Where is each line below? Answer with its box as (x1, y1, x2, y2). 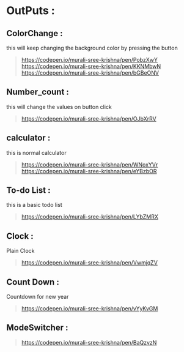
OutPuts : (6, 4, 55, 18)
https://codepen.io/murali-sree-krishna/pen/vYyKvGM (21, 305, 158, 312)
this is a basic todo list (6, 201, 62, 209)
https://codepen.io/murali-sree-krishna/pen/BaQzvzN (21, 339, 157, 346)
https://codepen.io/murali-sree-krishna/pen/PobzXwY (21, 56, 158, 63)
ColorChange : (6, 28, 63, 39)
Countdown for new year (6, 293, 69, 301)
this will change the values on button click (6, 103, 112, 110)
